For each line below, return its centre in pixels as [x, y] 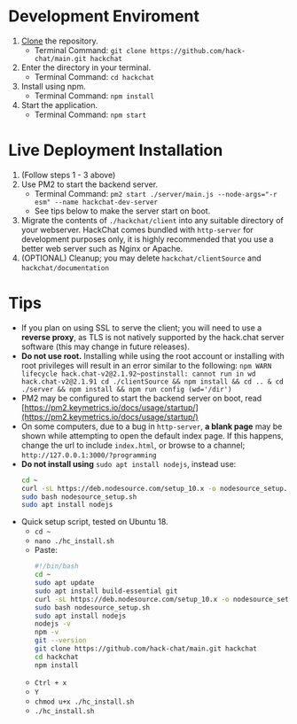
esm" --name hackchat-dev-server [96, 202]
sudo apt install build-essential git [106, 591]
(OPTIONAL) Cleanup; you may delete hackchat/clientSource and [141, 258]
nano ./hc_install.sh [74, 541]
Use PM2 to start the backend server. [90, 184]
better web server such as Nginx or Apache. [102, 248]
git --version [60, 641]
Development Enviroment [104, 16]
